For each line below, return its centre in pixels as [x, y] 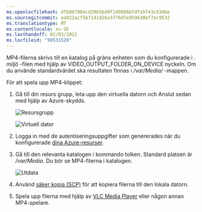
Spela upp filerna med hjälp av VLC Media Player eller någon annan [99, 196]
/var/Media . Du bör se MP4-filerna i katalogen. [74, 161]
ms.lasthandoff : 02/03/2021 [42, 35]
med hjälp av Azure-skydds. [50, 101]
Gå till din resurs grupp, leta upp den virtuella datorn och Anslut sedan [103, 94]
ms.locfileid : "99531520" [39, 40]
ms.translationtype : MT [37, 23]
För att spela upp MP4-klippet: [45, 82]
